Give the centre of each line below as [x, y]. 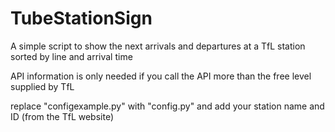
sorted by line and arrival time [71, 56]
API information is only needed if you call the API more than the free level [161, 76]
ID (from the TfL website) [62, 116]
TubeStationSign [81, 18]
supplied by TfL [42, 86]
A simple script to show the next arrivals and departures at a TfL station [158, 46]
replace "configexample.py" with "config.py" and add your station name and [167, 106]
